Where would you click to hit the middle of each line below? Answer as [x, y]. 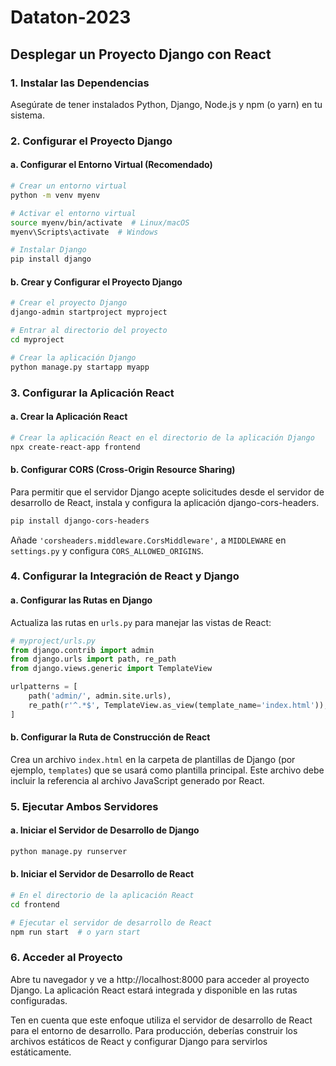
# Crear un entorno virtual [69, 186]
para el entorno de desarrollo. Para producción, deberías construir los [154, 1030]
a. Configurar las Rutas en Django [81, 600]
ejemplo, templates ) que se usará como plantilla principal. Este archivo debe [167, 770]
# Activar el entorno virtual [73, 213]
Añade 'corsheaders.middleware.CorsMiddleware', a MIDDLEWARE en [148, 540]
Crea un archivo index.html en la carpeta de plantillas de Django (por [153, 759]
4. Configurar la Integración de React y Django [125, 576]
